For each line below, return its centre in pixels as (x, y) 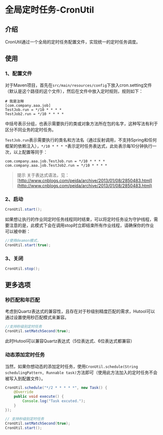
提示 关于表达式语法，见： (43, 175)
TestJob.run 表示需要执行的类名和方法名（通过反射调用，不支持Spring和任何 (81, 140)
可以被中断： (18, 231)
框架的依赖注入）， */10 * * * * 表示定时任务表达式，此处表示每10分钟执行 (79, 146)
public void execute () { (39, 397)
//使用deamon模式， (23, 240)
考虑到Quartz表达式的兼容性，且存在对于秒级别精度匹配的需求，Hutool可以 (80, 311)
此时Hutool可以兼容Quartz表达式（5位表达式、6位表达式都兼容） (70, 341)
